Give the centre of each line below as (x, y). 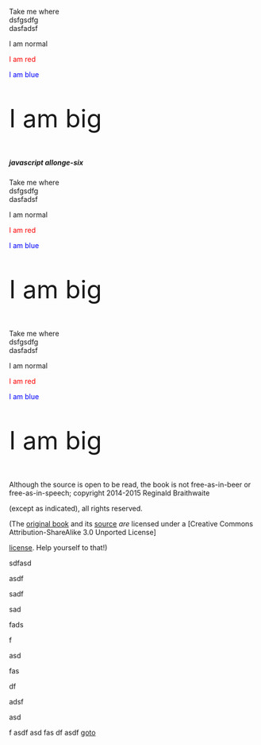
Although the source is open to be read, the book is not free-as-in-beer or (130, 485)
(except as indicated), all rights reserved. (76, 509)
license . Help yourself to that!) (58, 548)
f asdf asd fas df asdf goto (52, 733)
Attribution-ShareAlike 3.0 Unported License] (83, 533)
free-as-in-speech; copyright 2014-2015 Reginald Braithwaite (109, 493)
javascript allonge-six (46, 163)
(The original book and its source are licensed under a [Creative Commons (131, 524)
